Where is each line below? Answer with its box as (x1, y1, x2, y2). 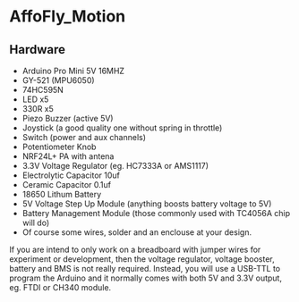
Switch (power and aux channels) (21, 132, 146, 142)
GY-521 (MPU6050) (21, 75, 96, 86)
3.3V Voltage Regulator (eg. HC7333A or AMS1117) (21, 161, 209, 171)
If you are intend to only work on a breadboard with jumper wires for (9, 244, 261, 255)
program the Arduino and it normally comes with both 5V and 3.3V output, (9, 273, 282, 283)
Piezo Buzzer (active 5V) (21, 113, 114, 123)
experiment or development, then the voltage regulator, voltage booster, (9, 254, 275, 264)
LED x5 (21, 94, 49, 105)
